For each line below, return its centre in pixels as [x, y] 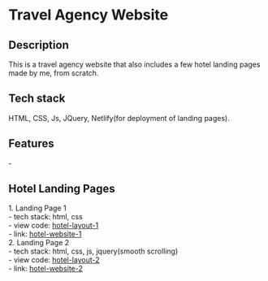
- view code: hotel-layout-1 [54, 226]
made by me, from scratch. [54, 73]
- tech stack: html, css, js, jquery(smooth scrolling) [93, 251]
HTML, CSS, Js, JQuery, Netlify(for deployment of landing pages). [119, 118]
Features [31, 144]
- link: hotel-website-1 [45, 234]
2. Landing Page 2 [39, 243]
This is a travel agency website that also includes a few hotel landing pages [134, 64]
